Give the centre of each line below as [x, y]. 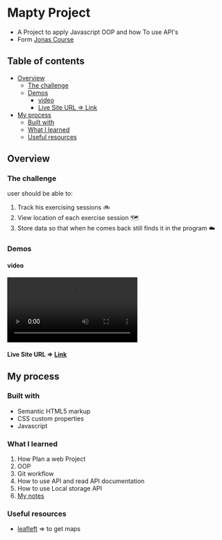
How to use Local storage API [60, 489]
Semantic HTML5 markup [54, 411]
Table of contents [46, 61]
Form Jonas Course [45, 39]
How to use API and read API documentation [81, 481]
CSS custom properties [51, 419]
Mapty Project [49, 13]
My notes [31, 496]
